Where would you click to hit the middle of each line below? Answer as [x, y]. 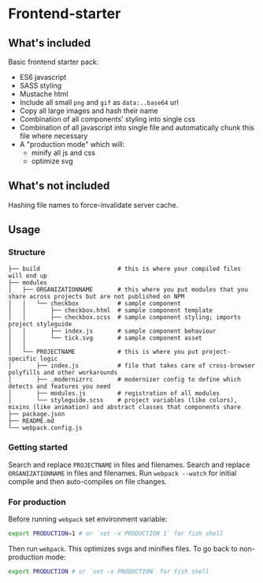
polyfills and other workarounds [63, 372]
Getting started [38, 447]
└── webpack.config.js [45, 427]
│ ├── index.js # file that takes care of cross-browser [132, 365]
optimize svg [52, 161]
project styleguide [40, 324]
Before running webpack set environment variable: [88, 519]
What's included [50, 43]
